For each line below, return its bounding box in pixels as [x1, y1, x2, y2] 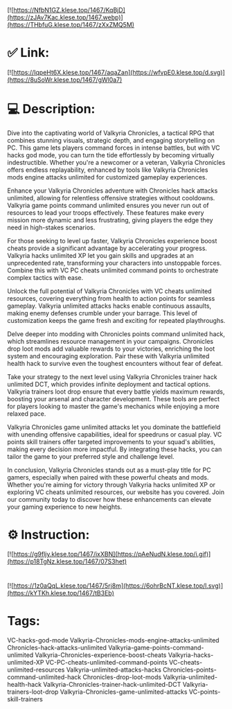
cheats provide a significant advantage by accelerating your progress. [7, 244, 208, 252]
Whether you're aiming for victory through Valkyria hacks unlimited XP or [7, 480, 216, 489]
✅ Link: [7, 45, 50, 61]
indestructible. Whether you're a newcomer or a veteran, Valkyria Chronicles [7, 158, 226, 166]
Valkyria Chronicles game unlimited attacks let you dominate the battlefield [7, 423, 221, 431]
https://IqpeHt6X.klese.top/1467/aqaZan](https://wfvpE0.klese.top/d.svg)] [13, 68, 225, 76]
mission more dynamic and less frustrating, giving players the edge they [7, 216, 213, 224]
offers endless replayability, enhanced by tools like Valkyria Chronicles [7, 166, 208, 174]
